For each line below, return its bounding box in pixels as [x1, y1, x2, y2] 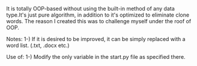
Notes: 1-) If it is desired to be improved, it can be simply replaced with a [6, 36, 186, 42]
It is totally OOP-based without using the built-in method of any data [6, 5, 175, 12]
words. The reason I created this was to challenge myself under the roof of [6, 18, 192, 24]
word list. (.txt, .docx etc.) [6, 42, 70, 49]
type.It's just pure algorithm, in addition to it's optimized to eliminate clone [6, 11, 190, 18]
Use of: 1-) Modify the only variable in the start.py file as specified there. [6, 54, 186, 60]
